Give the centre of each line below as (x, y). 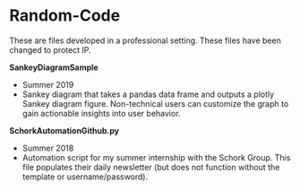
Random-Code (65, 16)
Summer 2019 (48, 84)
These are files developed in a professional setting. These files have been (146, 40)
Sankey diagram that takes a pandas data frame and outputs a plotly (148, 94)
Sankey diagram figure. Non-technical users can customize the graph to (155, 103)
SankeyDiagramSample (54, 67)
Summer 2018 (48, 148)
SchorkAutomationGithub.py (64, 130)
